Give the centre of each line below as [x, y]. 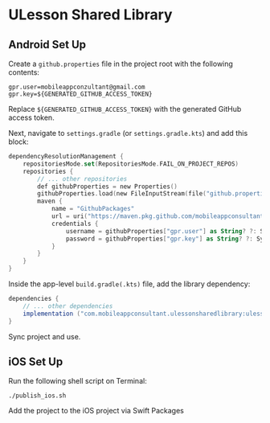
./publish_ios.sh [37, 396]
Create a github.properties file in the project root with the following [121, 64]
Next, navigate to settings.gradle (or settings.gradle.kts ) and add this [128, 133]
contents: [24, 72]
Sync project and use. [45, 336]
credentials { [75, 224]
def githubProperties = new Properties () [108, 187]
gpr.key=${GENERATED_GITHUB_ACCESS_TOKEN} [80, 94]
